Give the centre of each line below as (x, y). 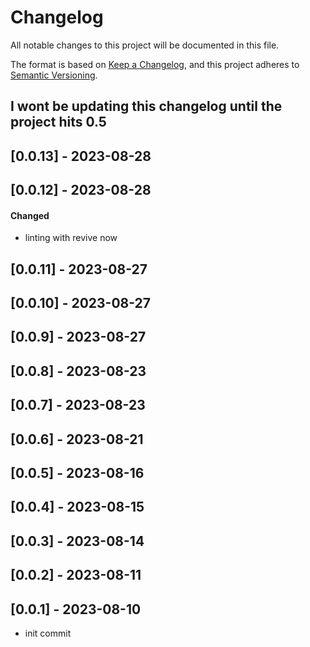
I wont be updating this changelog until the (146, 106)
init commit (48, 633)
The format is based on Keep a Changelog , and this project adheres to (155, 64)
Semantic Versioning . (54, 75)
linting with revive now (71, 238)
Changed (30, 215)
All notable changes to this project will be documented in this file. (145, 45)
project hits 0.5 (58, 122)
